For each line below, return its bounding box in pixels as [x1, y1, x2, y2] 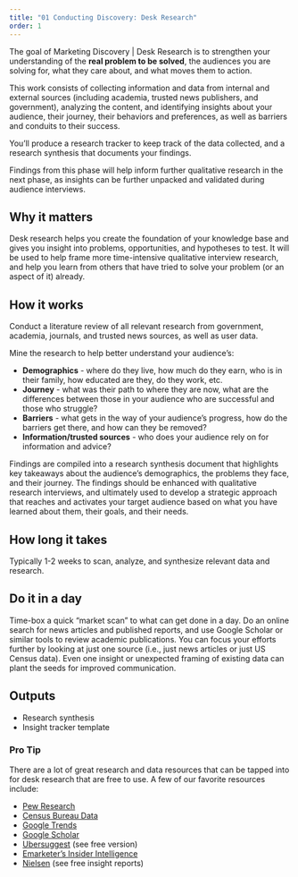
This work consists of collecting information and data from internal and [9, 82, 270, 93]
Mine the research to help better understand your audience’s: [9, 348, 235, 359]
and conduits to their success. [9, 120, 120, 131]
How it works [9, 297, 84, 312]
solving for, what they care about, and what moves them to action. [9, 64, 252, 76]
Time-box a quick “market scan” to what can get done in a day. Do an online [9, 615, 290, 626]
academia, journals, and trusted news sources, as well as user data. [9, 330, 259, 341]
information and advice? [21, 441, 112, 452]
